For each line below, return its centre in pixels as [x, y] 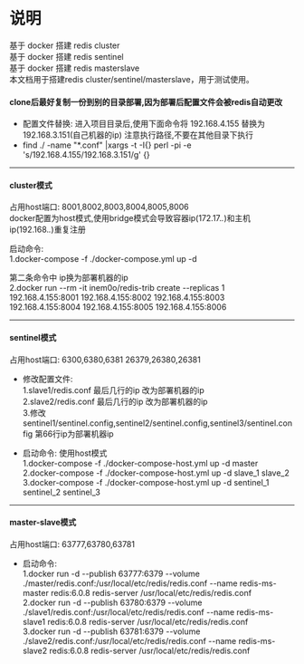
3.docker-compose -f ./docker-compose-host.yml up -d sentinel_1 [146, 482]
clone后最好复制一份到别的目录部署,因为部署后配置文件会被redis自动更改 [146, 101]
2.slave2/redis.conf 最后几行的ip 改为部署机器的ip [115, 401]
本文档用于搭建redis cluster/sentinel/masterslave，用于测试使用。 [132, 79]
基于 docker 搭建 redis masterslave [75, 68]
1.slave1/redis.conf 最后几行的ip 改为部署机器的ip [114, 390]
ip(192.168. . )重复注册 [47, 230]
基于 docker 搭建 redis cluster [65, 45]
